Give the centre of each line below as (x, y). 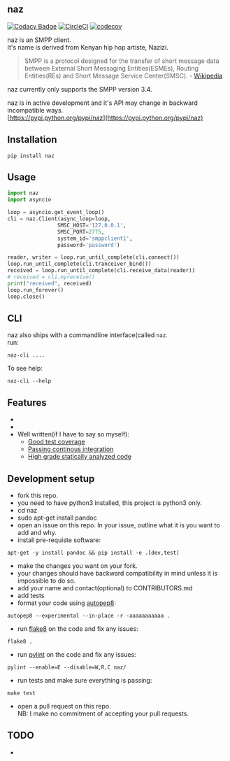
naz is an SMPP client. (39, 40)
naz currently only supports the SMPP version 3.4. (80, 89)
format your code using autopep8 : (67, 603)
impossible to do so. (46, 581)
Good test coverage (56, 442)
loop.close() (26, 297)
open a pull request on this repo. (64, 706)
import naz (23, 193)
